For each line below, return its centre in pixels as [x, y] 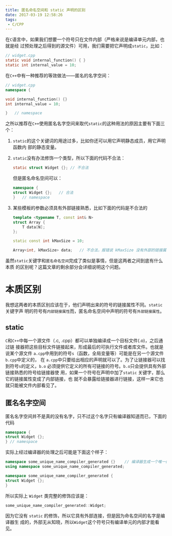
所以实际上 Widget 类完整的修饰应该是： [47, 496]
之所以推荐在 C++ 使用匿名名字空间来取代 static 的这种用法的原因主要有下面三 [85, 124]
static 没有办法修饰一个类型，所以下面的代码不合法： [69, 158]
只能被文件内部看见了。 [34, 385]
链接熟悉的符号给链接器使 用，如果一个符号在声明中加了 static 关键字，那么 [85, 372]
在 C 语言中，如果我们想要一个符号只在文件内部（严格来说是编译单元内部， [83, 39]
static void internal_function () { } [46, 60]
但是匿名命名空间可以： [37, 178]
